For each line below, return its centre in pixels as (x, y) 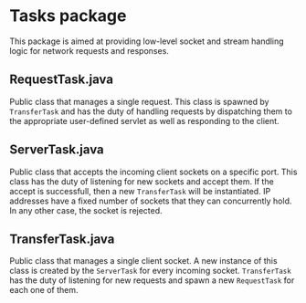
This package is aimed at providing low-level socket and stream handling (147, 41)
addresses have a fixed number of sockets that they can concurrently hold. (151, 201)
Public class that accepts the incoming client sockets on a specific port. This (153, 172)
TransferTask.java (62, 239)
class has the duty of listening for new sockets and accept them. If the (142, 181)
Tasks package (68, 16)
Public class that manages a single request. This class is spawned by (139, 101)
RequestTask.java (62, 80)
